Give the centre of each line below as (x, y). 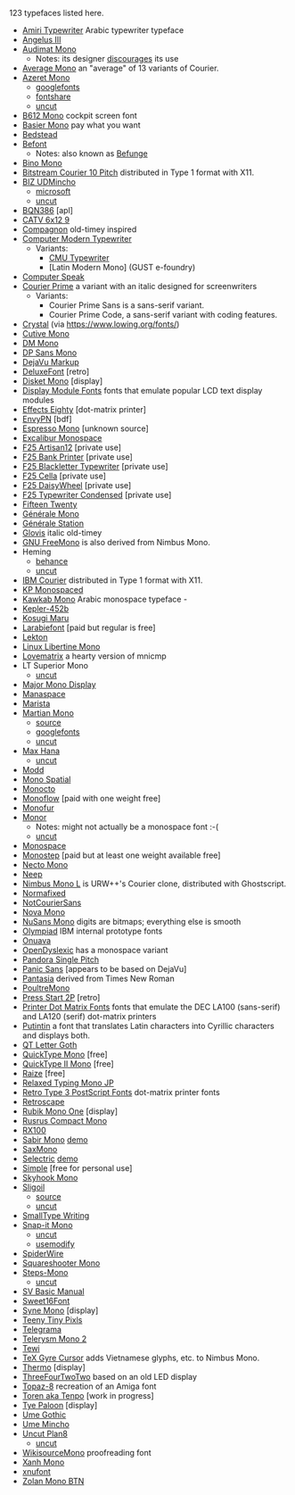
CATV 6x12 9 (46, 220)
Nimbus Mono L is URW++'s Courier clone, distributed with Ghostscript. (154, 884)
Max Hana (41, 751)
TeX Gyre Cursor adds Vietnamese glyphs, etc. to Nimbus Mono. (141, 1358)
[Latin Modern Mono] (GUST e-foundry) (122, 267)
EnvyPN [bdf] (47, 419)
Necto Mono (45, 864)
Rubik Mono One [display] (70, 1111)
